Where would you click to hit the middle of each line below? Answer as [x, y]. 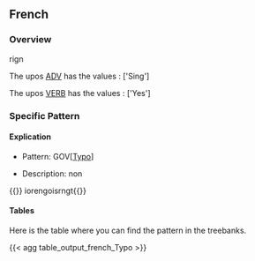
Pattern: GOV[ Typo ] [58, 156]
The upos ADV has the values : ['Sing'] [79, 76]
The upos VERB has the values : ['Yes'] [80, 93]
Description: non [52, 173]
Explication [30, 137]
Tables [22, 211]
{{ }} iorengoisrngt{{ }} [48, 190]
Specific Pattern [45, 116]
